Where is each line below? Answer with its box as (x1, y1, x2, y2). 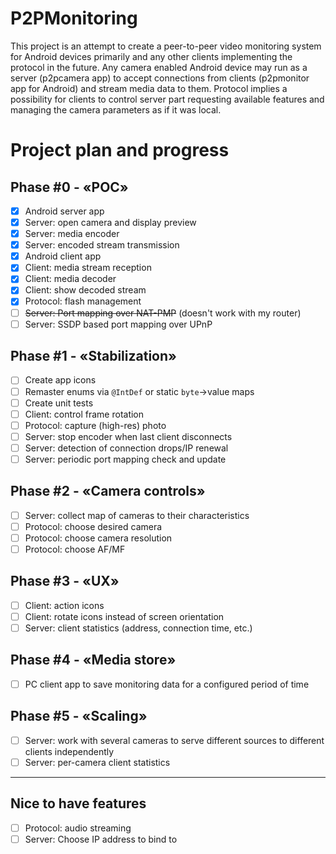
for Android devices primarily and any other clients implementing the (10, 50, 293, 62)
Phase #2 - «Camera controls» (10, 483, 206, 500)
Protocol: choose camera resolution (24, 532, 173, 544)
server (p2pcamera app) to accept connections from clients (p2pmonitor (10, 72, 310, 84)
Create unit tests (24, 397, 94, 409)
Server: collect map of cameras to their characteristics (24, 509, 250, 521)
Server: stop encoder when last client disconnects (24, 430, 233, 442)
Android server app (24, 205, 105, 217)
